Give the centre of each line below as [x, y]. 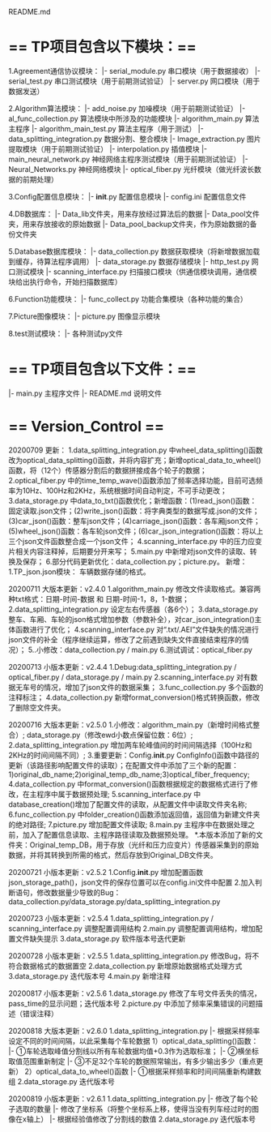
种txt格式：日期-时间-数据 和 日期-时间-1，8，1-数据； [99, 598]
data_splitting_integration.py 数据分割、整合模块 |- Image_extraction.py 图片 [135, 139]
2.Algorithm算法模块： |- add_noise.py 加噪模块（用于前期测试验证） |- [127, 108]
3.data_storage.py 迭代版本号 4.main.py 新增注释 [90, 975]
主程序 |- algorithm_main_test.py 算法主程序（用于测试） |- [106, 128]
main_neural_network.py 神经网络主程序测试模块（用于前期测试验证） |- [128, 159]
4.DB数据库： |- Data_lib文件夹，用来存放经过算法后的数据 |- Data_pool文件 [134, 213]
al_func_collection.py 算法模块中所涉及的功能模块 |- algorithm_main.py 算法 [134, 118]
